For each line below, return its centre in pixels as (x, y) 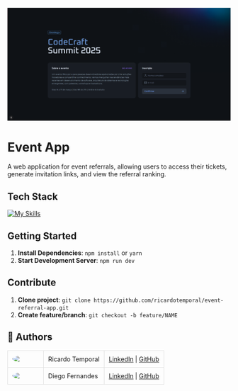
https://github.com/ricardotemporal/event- (159, 300)
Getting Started (42, 236)
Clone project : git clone (54, 300)
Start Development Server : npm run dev (76, 260)
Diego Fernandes (73, 375)
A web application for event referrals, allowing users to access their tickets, (117, 166)
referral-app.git (43, 308)
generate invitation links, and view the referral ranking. (87, 174)
